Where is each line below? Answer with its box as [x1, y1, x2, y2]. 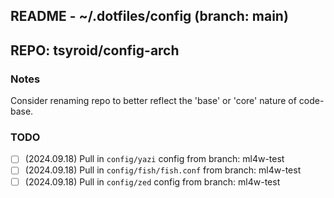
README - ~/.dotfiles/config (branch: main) [10, 8, 289, 25]
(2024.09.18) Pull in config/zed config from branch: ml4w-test [24, 175, 281, 188]
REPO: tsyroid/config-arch [10, 42, 180, 59]
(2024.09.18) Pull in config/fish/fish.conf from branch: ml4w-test [24, 164, 302, 176]
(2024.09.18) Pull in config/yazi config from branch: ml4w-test [24, 153, 285, 165]
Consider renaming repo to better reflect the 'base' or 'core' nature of [10, 95, 297, 107]
